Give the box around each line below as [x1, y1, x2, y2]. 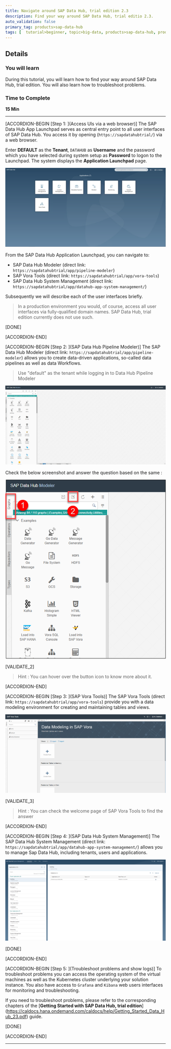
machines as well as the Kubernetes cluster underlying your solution [5, 976, 149, 983]
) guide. [26, 1013, 43, 1019]
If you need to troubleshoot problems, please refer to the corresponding [5, 997, 156, 1003]
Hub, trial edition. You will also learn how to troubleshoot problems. [5, 82, 146, 88]
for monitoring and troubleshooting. [5, 987, 80, 993]
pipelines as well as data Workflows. [5, 360, 81, 366]
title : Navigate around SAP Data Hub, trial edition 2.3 [5, 8, 129, 13]
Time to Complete [5, 94, 50, 102]
